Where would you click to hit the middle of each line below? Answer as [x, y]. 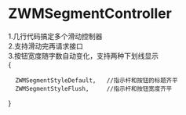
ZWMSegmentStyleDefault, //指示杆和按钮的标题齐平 [97, 80]
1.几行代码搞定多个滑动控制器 [55, 36]
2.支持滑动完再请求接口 [46, 46]
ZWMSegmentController [90, 14]
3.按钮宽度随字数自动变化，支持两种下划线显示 [84, 56]
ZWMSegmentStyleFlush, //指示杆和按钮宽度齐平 [94, 88]
